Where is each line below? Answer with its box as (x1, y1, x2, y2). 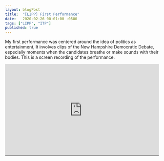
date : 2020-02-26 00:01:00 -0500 (5, 16, 78, 21)
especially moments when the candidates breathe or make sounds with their (5, 49, 159, 55)
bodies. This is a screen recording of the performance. (5, 54, 115, 60)
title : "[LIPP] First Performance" (5, 12, 80, 17)
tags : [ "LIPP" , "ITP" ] (5, 21, 51, 26)
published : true (5, 25, 38, 30)
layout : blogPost (5, 7, 41, 12)
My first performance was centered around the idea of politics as (5, 39, 136, 45)
